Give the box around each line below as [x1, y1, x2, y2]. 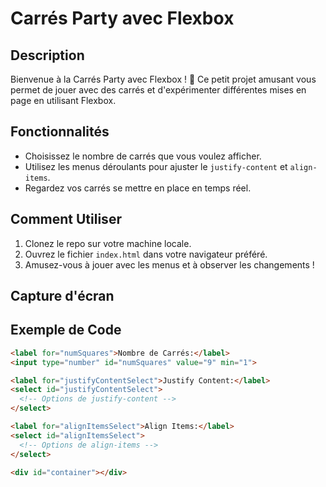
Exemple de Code [10, 322, 122, 339]
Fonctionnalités [10, 123, 110, 141]
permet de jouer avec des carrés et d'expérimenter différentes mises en [10, 84, 307, 96]
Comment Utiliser [10, 211, 122, 228]
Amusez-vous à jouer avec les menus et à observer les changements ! [24, 258, 315, 271]
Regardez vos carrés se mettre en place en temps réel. [24, 182, 252, 194]
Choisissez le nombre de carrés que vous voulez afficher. [24, 150, 262, 162]
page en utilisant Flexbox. [10, 95, 117, 106]
